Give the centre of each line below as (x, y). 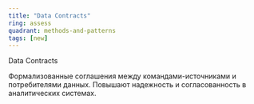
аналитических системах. (53, 94)
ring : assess (30, 23)
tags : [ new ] (28, 38)
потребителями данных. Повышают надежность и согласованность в (127, 85)
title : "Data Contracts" (50, 16)
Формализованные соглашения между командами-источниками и (123, 76)
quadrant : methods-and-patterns (62, 30)
